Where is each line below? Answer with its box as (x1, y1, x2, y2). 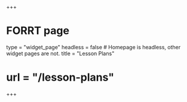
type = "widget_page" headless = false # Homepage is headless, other (6, 43, 181, 50)
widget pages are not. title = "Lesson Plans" (6, 50, 115, 57)
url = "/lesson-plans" (6, 71, 115, 84)
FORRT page (6, 24, 70, 37)
